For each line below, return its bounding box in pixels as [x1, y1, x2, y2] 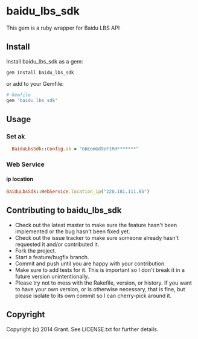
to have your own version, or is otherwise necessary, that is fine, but [14, 285, 185, 292]
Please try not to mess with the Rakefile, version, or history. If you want [14, 279, 192, 286]
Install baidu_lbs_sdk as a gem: [6, 57, 83, 65]
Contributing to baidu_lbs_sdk [6, 205, 122, 216]
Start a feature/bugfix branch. [14, 253, 89, 260]
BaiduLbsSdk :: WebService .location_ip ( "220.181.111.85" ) [6, 189, 150, 195]
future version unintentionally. [14, 273, 89, 280]
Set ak [6, 132, 25, 140]
